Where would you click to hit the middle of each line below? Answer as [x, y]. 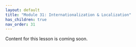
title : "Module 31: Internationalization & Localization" [68, 15]
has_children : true [26, 19]
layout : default [22, 10]
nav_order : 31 [20, 24]
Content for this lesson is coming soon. [47, 39]
